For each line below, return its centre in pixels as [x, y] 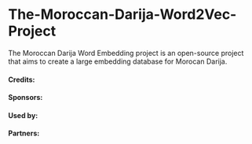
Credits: [22, 79]
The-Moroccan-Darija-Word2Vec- [122, 15]
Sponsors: [26, 98]
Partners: [24, 133]
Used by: [23, 115]
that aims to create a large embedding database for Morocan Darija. [118, 61]
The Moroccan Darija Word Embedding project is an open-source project [126, 53]
